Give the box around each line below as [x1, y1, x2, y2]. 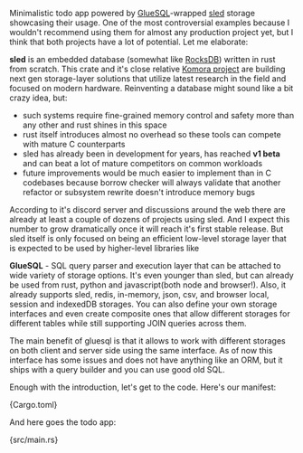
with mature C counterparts [22, 139, 126, 149]
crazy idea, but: [9, 92, 68, 103]
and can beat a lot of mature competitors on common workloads [22, 158, 263, 168]
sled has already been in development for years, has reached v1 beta [22, 148, 280, 159]
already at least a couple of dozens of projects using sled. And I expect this [9, 214, 290, 224]
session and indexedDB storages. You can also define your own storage [9, 298, 278, 309]
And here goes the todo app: [9, 417, 117, 428]
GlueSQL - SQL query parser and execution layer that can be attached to [9, 260, 281, 270]
